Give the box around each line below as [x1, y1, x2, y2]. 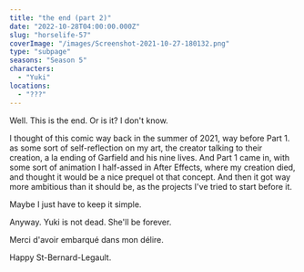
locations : [9, 81, 51, 90]
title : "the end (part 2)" [9, 13, 112, 23]
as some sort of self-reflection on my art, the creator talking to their [9, 142, 263, 153]
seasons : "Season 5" [9, 56, 88, 65]
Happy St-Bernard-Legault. [9, 252, 112, 263]
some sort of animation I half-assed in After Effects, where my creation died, [9, 162, 296, 173]
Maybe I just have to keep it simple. [9, 198, 142, 210]
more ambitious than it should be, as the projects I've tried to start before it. [9, 181, 293, 192]
